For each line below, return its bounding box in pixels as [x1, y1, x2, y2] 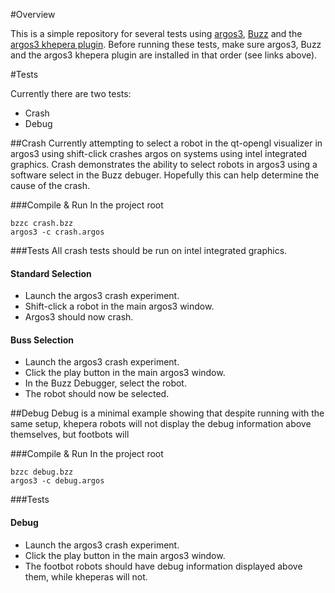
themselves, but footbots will [10, 429, 130, 441]
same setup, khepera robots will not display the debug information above [10, 418, 312, 430]
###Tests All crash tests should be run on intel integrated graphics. [10, 245, 288, 256]
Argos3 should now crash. [24, 311, 134, 323]
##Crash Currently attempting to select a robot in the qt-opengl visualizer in [10, 137, 323, 149]
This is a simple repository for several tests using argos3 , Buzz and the [10, 28, 303, 39]
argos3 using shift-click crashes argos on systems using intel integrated [10, 148, 308, 159]
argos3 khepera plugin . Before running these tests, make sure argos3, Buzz [10, 39, 322, 50]
